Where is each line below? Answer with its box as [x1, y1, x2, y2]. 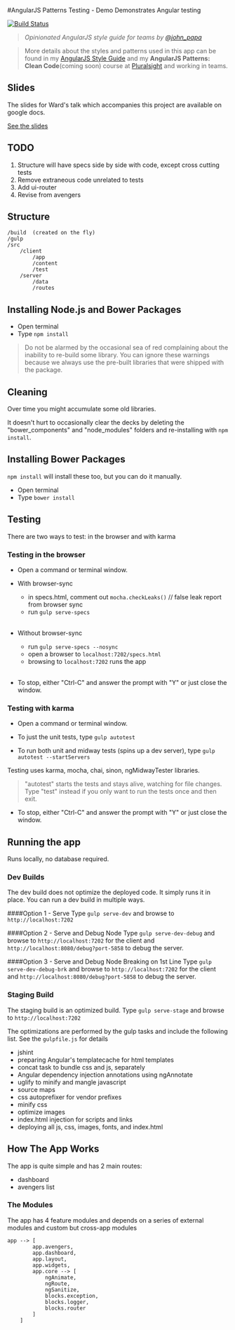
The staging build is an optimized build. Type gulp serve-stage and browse [7, 1006, 224, 1014]
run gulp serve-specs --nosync [27, 642, 119, 651]
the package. [24, 366, 63, 374]
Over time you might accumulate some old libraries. [7, 405, 156, 413]
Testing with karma [7, 703, 74, 713]
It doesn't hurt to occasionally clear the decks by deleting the [7, 418, 184, 427]
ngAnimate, [44, 1274, 77, 1281]
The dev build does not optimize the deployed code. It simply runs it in [7, 888, 210, 897]
